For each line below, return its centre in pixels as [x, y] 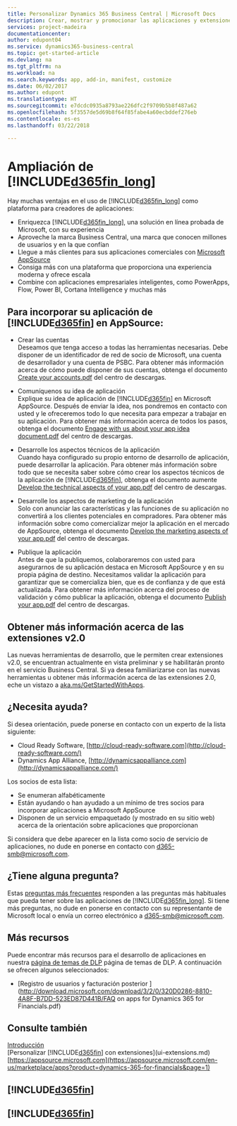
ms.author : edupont [36, 92]
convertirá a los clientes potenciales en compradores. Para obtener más [122, 516]
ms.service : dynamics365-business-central [71, 47]
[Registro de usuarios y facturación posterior [83, 983]
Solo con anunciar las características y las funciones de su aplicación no [123, 508]
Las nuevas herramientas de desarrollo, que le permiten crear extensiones [115, 655]
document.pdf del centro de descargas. [75, 436]
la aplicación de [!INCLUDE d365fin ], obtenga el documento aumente [117, 480]
